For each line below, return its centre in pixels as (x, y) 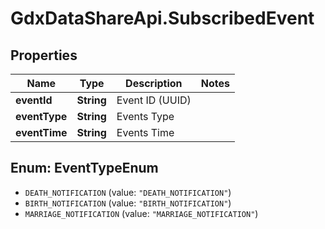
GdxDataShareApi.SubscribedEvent (162, 18)
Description (154, 83)
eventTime (41, 132)
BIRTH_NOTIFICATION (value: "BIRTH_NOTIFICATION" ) (128, 203)
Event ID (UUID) (154, 100)
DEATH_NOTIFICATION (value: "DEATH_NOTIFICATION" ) (128, 192)
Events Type (145, 116)
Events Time (145, 132)
